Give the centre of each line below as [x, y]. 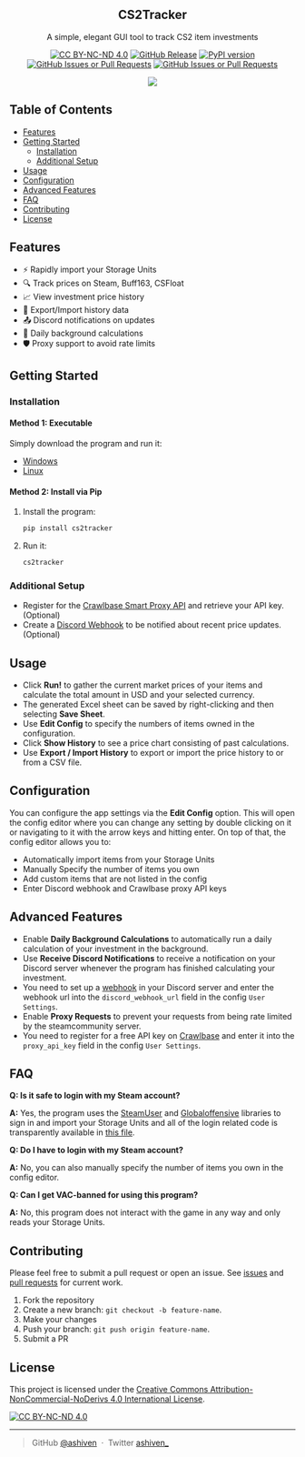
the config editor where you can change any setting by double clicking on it [151, 822]
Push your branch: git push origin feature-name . [116, 1329]
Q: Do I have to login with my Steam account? [97, 1151]
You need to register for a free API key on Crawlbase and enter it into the [158, 1035]
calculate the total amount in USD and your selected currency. [139, 695]
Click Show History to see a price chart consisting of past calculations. [156, 743]
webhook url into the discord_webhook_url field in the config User [144, 997]
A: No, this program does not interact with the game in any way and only [145, 1212]
